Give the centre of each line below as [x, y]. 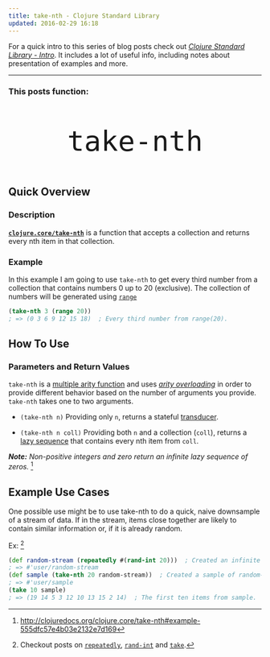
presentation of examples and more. [68, 63]
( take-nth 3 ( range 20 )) [50, 312]
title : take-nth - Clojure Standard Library [84, 16]
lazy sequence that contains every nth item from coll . [109, 441]
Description [32, 215]
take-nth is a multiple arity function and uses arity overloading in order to [130, 384]
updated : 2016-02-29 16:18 [53, 23]
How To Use [39, 344]
